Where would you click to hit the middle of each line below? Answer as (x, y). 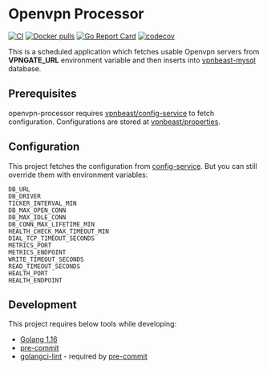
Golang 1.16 (38, 339)
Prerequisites (42, 94)
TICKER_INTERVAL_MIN (43, 203)
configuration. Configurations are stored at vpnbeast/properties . (114, 122)
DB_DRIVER (25, 196)
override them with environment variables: (78, 174)
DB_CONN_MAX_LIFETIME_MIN (51, 224)
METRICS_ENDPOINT (37, 252)
